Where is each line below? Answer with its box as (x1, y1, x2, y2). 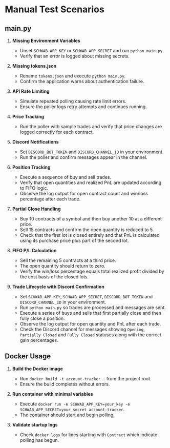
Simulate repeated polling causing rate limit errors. (19, 98, 126, 104)
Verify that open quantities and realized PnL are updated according (19, 179, 162, 186)
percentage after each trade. (19, 196, 81, 202)
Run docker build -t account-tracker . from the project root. (19, 375, 152, 381)
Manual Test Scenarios (5, 4, 104, 15)
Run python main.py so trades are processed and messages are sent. (19, 304, 166, 311)
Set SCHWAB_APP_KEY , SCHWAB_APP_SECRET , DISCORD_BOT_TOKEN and (19, 294, 153, 299)
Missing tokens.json (12, 63, 57, 69)
